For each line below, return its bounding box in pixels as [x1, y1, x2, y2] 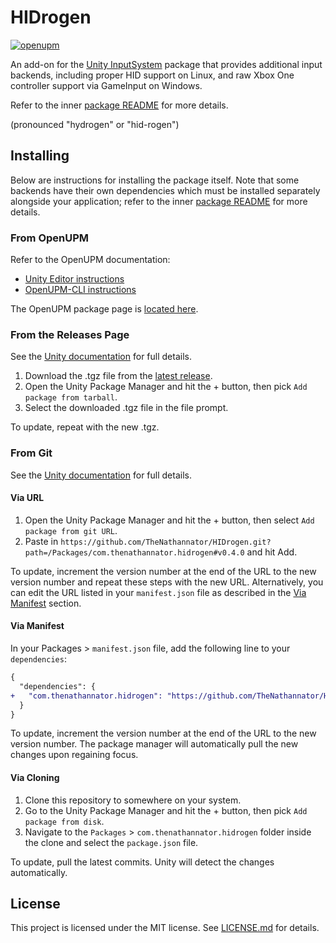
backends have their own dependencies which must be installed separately [10, 184, 321, 196]
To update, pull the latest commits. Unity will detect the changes [10, 856, 275, 868]
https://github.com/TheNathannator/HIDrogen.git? [60, 537, 272, 547]
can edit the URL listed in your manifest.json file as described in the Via [10, 586, 307, 598]
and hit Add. [246, 546, 298, 558]
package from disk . [24, 815, 105, 827]
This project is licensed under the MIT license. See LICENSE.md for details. [10, 922, 320, 934]
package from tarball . [24, 391, 118, 403]
